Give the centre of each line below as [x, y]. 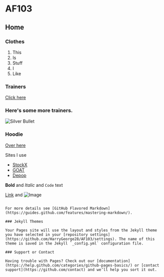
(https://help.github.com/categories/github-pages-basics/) [69, 265]
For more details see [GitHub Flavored [47, 208]
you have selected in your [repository [47, 234]
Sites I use [16, 155]
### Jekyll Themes [24, 221]
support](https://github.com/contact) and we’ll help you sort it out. [81, 269]
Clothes [15, 42]
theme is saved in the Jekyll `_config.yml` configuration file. [74, 243]
